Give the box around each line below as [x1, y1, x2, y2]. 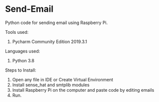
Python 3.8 [12, 57, 34, 63]
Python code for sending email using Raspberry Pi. [5, 20, 108, 25]
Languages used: [5, 48, 40, 54]
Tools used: [5, 29, 28, 35]
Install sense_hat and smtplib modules [12, 82, 90, 88]
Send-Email [5, 3, 54, 15]
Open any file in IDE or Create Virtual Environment [12, 76, 113, 82]
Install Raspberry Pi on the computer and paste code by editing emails [12, 87, 155, 93]
